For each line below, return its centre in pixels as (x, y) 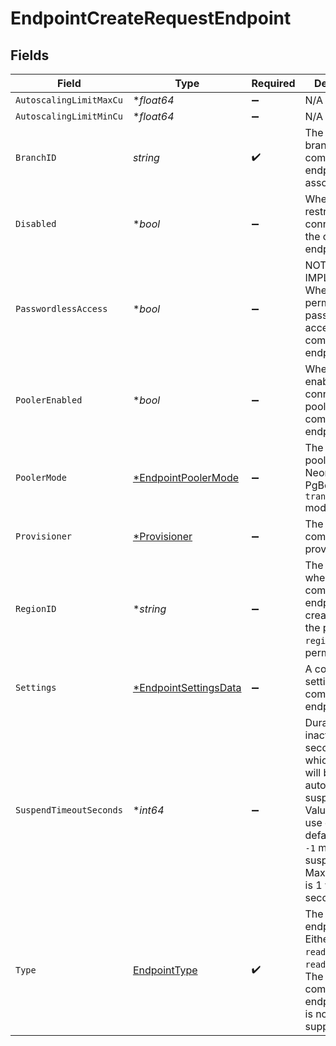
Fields (30, 55)
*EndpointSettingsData (187, 687)
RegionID (36, 608)
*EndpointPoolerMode (186, 477)
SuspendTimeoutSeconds (69, 810)
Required (273, 83)
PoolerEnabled (49, 400)
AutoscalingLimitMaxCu (69, 100)
